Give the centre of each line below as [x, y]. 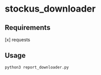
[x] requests [18, 40]
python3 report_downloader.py [37, 67]
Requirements [28, 28]
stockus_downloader [50, 9]
